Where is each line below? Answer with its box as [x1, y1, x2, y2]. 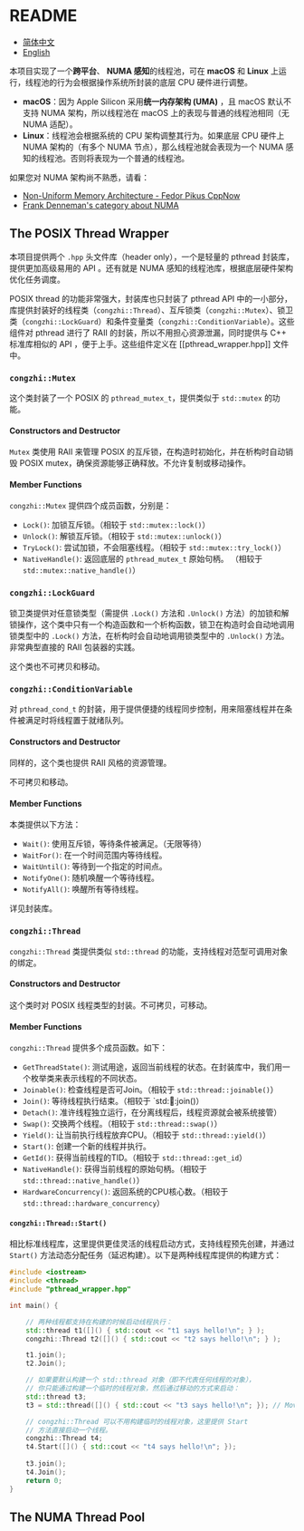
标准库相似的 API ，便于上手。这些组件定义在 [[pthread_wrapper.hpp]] [9, 338, 271, 349]
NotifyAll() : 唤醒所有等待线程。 [22, 884, 144, 895]
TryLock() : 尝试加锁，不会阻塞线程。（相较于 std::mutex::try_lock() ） [22, 542, 287, 553]
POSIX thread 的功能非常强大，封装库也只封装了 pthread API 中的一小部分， [9, 293, 292, 304]
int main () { [9, 1301, 59, 1310]
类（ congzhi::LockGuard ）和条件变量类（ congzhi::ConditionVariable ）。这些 [9, 315, 295, 326]
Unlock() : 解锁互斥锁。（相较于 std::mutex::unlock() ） [22, 531, 227, 542]
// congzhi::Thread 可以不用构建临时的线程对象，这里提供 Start [25, 1417, 249, 1426]
